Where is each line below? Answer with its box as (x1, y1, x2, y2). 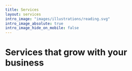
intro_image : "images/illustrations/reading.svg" (5, 16, 111, 21)
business (5, 57, 44, 69)
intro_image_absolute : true (5, 21, 64, 26)
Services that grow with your (5, 47, 128, 58)
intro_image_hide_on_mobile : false (5, 26, 79, 31)
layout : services (5, 12, 41, 17)
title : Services (5, 7, 39, 12)
